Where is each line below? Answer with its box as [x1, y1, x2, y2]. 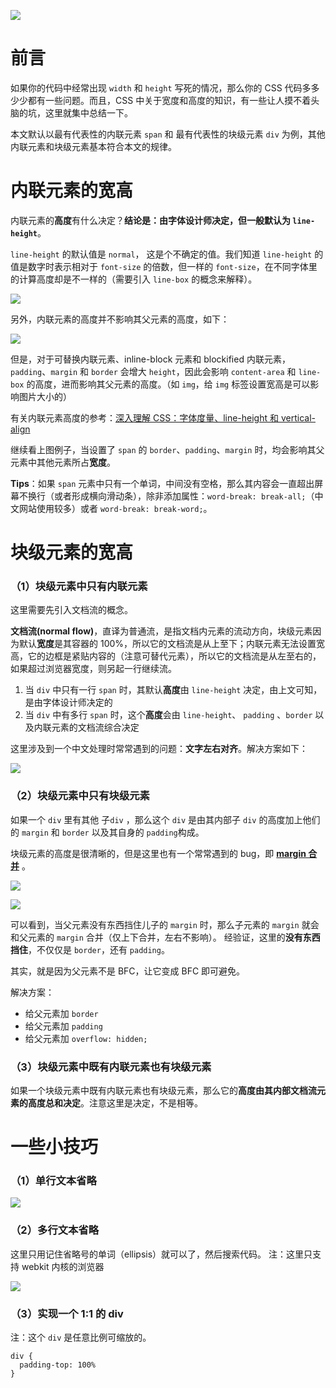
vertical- [280, 411, 316, 424]
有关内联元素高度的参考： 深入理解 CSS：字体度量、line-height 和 [10, 411, 279, 424]
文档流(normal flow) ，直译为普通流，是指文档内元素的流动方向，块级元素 [10, 625, 313, 637]
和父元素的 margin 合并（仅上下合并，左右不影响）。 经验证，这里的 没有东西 [10, 931, 321, 943]
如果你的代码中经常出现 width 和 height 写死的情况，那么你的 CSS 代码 [10, 81, 303, 94]
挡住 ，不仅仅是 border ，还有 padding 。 [10, 943, 170, 955]
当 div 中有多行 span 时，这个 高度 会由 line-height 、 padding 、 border [24, 709, 313, 721]
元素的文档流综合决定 [51, 721, 140, 734]
